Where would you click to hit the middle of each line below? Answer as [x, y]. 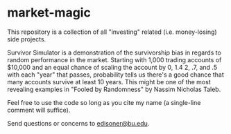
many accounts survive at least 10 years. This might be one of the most [109, 82]
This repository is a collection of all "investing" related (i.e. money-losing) [112, 32]
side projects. [27, 39]
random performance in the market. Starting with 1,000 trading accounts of [114, 59]
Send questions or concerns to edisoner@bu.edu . [78, 123]
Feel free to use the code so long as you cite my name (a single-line [104, 102]
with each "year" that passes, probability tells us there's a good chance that [115, 75]
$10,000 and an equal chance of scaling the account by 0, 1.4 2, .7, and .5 [112, 67]
